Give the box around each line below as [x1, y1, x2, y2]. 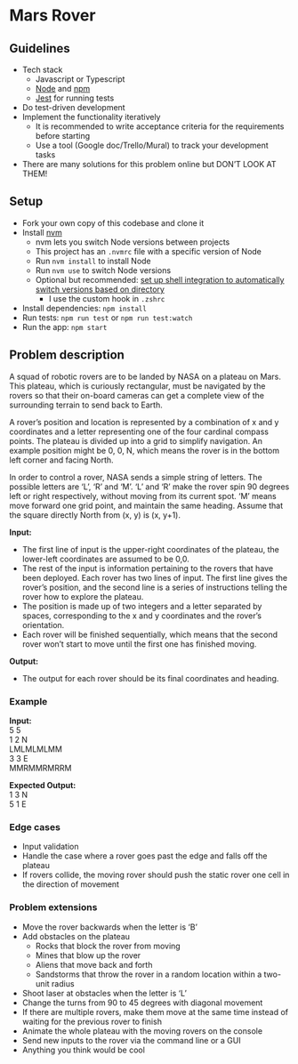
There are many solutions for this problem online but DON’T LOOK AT [21, 159, 278, 169]
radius [52, 978, 75, 988]
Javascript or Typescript [35, 74, 125, 85]
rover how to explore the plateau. [21, 591, 144, 601]
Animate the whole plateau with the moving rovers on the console [21, 1025, 263, 1036]
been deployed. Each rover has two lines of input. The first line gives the [21, 572, 287, 583]
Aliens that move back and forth [35, 959, 153, 970]
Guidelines [9, 41, 70, 56]
